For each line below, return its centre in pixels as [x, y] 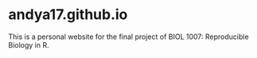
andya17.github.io [68, 15]
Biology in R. [29, 44]
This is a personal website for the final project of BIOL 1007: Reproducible [128, 37]
